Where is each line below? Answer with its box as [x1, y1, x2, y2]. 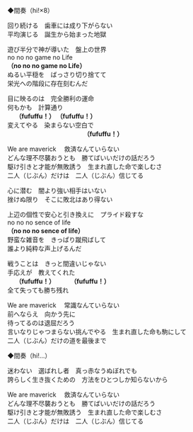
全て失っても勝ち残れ [7, 286, 69, 294]
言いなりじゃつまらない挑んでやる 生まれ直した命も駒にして [7, 328, 187, 336]
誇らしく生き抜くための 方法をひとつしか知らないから [7, 375, 168, 384]
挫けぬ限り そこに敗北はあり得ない [7, 195, 113, 203]
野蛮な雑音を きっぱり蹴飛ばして [7, 236, 107, 244]
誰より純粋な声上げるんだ [7, 244, 82, 253]
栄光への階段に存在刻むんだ [7, 79, 88, 87]
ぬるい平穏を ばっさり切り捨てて [7, 70, 107, 79]
